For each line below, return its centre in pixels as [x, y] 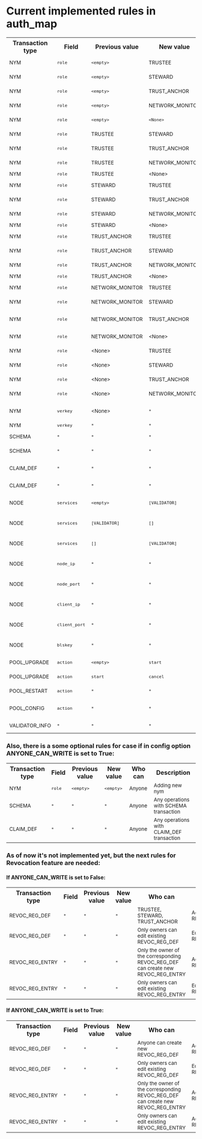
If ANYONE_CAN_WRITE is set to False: [56, 877]
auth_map [32, 24]
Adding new [168, 786]
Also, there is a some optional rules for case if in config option [99, 746]
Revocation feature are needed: [53, 863]
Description [173, 773]
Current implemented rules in [81, 11]
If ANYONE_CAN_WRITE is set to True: [55, 1010]
